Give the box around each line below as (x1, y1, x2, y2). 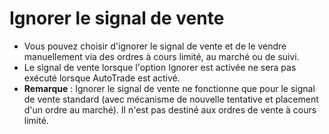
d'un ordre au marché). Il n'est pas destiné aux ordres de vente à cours (23, 103, 317, 116)
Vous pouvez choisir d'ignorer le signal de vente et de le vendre (23, 40, 287, 52)
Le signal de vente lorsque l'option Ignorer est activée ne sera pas (23, 61, 297, 73)
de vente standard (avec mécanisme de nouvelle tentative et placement (23, 93, 319, 105)
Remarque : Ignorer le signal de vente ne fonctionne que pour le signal (23, 82, 316, 94)
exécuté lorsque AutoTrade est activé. (23, 72, 181, 84)
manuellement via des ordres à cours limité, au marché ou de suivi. (23, 50, 300, 62)
